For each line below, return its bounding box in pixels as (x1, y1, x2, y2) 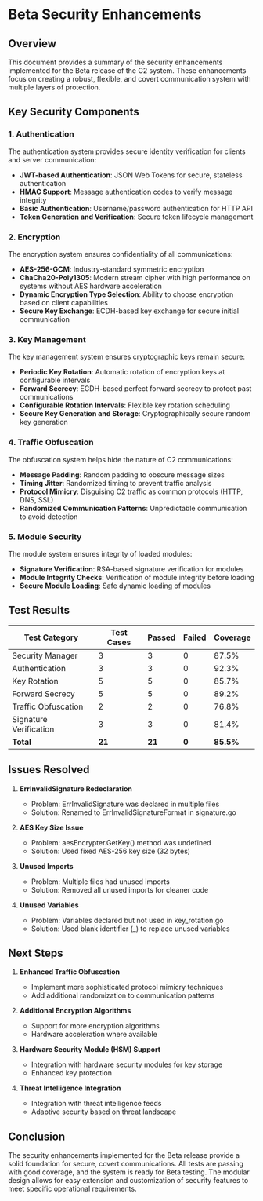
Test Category (23, 632, 79, 643)
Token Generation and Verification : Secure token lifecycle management (19, 212, 254, 221)
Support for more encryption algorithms (31, 1021, 160, 1031)
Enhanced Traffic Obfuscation (19, 967, 120, 976)
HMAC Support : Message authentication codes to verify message (19, 187, 233, 196)
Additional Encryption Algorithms (19, 1006, 131, 1016)
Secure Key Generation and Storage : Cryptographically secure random (19, 409, 251, 418)
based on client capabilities (19, 298, 108, 307)
